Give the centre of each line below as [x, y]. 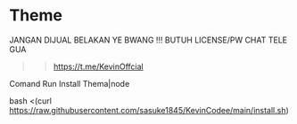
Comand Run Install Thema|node [70, 83]
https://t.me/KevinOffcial [99, 66]
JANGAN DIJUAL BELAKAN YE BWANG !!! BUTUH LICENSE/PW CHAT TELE [148, 40]
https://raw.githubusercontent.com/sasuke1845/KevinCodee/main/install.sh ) [149, 110]
